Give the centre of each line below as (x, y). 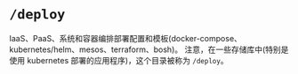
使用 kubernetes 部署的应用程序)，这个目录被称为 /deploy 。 (119, 60)
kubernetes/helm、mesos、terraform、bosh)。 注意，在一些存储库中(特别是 (149, 49)
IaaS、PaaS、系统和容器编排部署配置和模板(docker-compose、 (126, 38)
